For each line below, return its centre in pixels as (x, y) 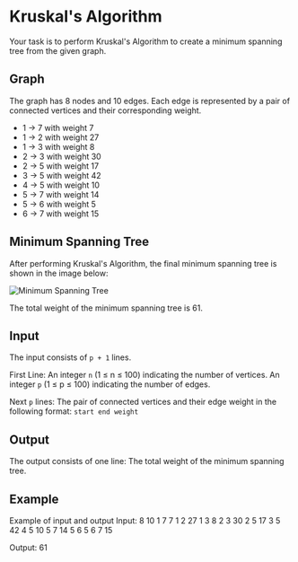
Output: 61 (28, 548)
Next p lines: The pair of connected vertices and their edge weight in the (143, 402)
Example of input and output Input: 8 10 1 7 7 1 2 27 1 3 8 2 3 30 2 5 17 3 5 (145, 521)
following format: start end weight (74, 411)
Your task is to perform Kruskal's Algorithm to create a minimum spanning (146, 41)
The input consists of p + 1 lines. (70, 357)
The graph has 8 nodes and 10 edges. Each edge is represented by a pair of (149, 101)
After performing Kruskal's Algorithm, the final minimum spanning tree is (143, 263)
